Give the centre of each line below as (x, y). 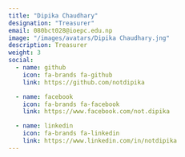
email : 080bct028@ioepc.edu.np (60, 30)
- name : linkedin (44, 126)
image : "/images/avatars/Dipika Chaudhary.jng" (89, 38)
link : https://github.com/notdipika (84, 82)
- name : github (41, 68)
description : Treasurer (48, 45)
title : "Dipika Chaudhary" (53, 16)
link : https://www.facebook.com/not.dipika (97, 112)
